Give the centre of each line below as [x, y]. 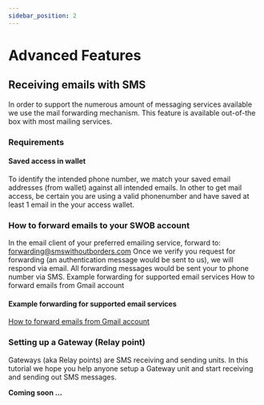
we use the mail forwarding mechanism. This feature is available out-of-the [132, 112]
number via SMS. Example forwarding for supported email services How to [132, 277]
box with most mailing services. [60, 121]
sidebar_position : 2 [43, 16]
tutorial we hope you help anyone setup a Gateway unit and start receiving [131, 368]
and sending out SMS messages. [63, 377]
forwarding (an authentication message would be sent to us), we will [121, 260]
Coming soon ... [35, 392]
